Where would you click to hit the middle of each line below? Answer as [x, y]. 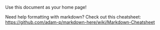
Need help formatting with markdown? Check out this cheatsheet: [73, 17]
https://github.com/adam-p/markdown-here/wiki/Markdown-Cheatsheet [80, 22]
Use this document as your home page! [46, 7]
